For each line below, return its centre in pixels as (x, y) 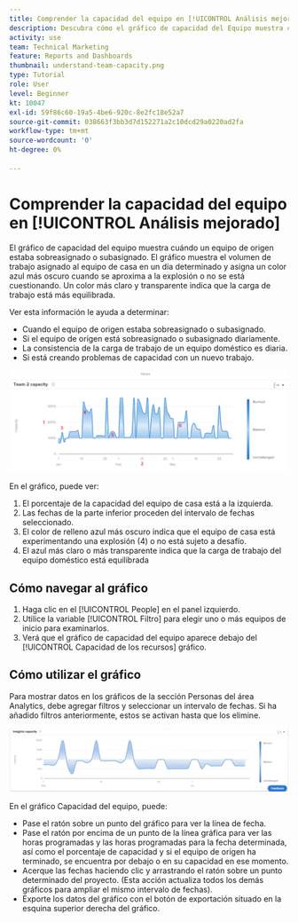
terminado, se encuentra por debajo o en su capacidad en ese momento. (155, 862)
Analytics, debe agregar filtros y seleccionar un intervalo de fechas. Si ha (143, 705)
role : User (29, 84)
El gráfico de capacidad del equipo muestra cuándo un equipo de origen (142, 248)
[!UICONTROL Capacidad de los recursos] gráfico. (114, 647)
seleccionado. (47, 523)
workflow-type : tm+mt (49, 131)
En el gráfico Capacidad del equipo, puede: (88, 807)
